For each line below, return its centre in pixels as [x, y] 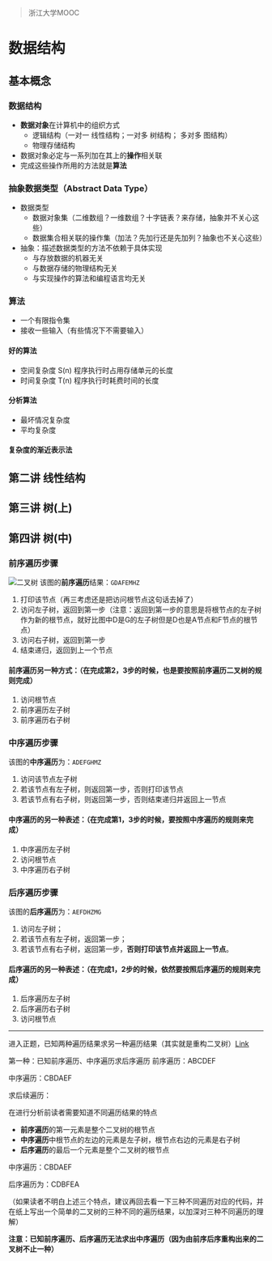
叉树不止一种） [33, 1249]
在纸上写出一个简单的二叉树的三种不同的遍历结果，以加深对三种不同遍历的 [132, 1212]
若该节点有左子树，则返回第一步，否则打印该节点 [102, 789]
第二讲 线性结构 [47, 478]
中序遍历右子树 [45, 869]
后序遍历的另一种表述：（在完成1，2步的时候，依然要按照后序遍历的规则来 [131, 969]
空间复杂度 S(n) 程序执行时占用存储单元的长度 [97, 370]
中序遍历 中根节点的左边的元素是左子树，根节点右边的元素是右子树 [130, 1140]
